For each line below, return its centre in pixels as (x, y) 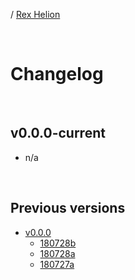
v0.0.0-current (58, 133)
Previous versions (68, 208)
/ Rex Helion (35, 14)
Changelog (57, 74)
